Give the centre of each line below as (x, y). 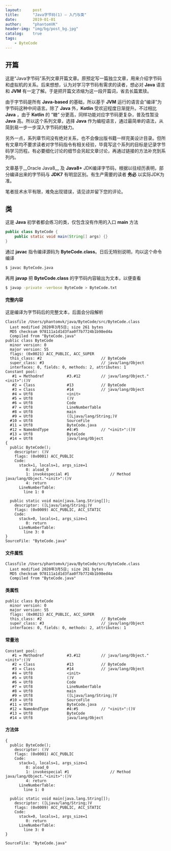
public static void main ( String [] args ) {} (61, 237)
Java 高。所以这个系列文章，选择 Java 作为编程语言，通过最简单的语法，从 (84, 121)
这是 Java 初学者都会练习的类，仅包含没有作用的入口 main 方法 (72, 222)
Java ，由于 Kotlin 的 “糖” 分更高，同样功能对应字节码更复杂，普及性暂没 (82, 115)
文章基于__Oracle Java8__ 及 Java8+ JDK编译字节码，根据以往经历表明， (82, 168)
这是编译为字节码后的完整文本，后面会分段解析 (54, 312)
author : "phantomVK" (32, 24)
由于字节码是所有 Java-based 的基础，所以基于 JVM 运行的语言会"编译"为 (83, 102)
